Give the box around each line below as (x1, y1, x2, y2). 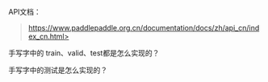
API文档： (8, 7, 42, 16)
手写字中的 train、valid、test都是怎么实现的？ (8, 48, 160, 58)
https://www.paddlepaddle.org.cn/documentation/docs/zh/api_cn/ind (27, 23, 260, 32)
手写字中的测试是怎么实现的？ (8, 65, 107, 75)
